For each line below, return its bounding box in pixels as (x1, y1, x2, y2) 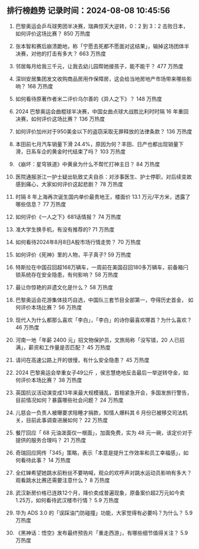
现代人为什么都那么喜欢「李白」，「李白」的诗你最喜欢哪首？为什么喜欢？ (15, 316, 192, 323)
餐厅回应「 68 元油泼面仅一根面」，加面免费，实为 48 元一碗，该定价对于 (15, 429, 193, 436)
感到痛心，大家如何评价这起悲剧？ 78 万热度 (15, 180, 124, 188)
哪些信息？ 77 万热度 (15, 201, 66, 208)
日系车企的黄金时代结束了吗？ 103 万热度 (25, 148, 126, 155)
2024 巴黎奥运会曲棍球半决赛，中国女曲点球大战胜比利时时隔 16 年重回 (15, 107, 189, 115)
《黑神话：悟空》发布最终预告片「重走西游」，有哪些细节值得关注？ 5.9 (15, 529, 188, 536)
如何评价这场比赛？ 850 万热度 (15, 30, 91, 37)
